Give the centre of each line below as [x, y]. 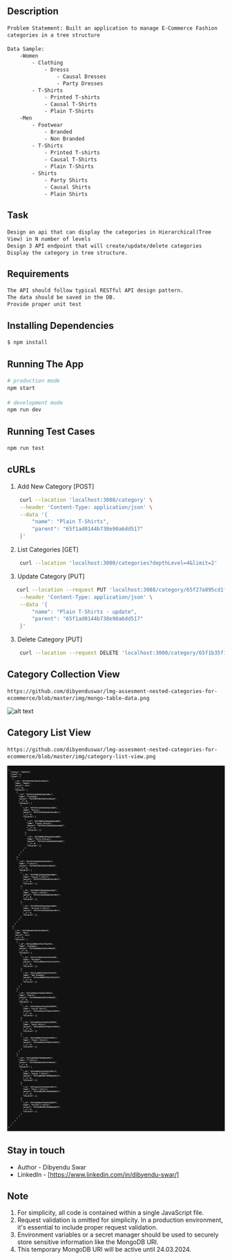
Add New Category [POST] [56, 486]
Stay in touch [36, 1150]
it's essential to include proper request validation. [87, 1228]
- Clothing [48, 63]
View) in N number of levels [49, 239]
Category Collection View [64, 674]
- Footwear [48, 125]
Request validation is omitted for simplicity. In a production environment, [120, 1220]
